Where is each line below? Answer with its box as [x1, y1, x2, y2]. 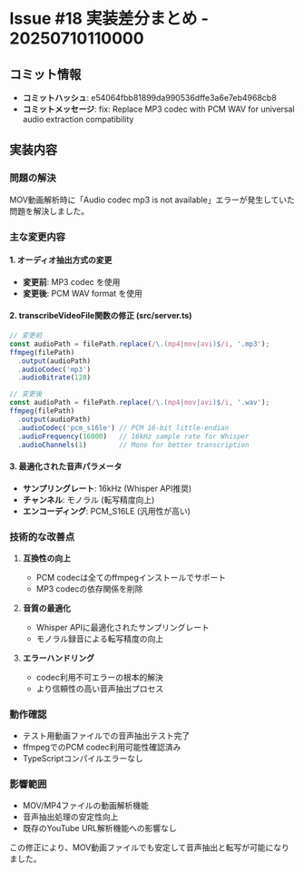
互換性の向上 [22, 553, 71, 563]
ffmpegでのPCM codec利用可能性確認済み [22, 741, 181, 753]
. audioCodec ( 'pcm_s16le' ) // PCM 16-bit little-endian [17, 423, 230, 432]
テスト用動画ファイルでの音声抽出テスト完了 [22, 730, 191, 741]
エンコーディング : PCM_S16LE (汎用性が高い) [22, 505, 191, 516]
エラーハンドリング [22, 652, 95, 663]
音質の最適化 [22, 603, 71, 613]
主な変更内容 [9, 230, 66, 243]
